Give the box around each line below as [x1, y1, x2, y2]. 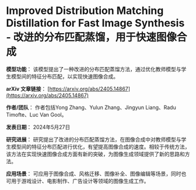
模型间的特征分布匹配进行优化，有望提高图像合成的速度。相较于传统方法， [10, 143, 190, 150]
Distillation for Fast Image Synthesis [6, 16, 185, 30]
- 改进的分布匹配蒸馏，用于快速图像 [6, 31, 177, 44]
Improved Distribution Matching [6, 4, 164, 17]
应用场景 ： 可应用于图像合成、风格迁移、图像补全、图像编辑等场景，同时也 [6, 170, 187, 177]
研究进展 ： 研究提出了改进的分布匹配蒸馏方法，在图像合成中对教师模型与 [6, 136, 181, 143]
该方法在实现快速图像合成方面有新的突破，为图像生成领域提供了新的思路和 [6, 150, 185, 157]
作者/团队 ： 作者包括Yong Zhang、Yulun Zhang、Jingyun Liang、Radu [6, 104, 176, 111]
